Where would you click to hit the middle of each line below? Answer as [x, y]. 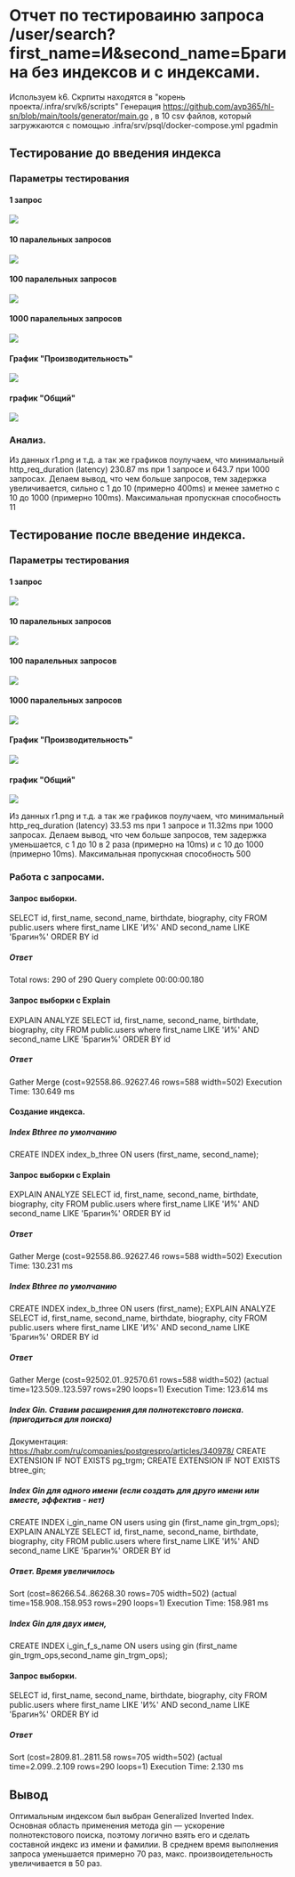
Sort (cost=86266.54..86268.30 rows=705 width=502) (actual [123, 1594]
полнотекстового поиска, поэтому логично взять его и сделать [130, 1835]
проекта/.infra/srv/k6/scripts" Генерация [85, 106]
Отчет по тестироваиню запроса [137, 16]
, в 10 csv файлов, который [201, 116]
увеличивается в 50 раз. [56, 1864]
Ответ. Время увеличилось [62, 1571]
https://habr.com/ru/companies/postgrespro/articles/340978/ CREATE [138, 1451]
